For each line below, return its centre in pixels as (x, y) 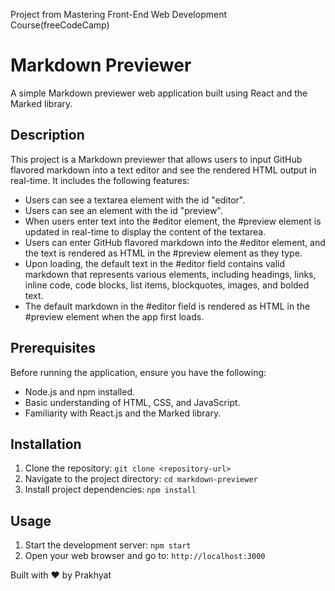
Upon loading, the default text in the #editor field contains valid (155, 263)
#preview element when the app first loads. (114, 316)
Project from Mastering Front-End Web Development (118, 14)
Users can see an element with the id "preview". (123, 210)
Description (47, 135)
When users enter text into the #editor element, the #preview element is (173, 221)
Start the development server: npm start (108, 545)
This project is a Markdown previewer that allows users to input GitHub (156, 159)
